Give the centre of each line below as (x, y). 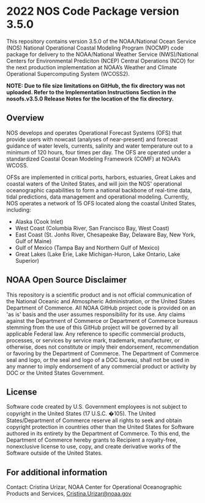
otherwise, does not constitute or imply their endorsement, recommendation (102, 347)
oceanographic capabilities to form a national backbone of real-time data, (99, 190)
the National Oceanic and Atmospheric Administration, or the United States (101, 301)
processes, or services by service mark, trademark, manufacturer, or (93, 340)
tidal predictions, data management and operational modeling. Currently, (98, 197)
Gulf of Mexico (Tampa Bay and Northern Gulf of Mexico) (88, 248)
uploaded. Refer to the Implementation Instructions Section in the (91, 92)
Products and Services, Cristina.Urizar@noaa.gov (69, 494)
